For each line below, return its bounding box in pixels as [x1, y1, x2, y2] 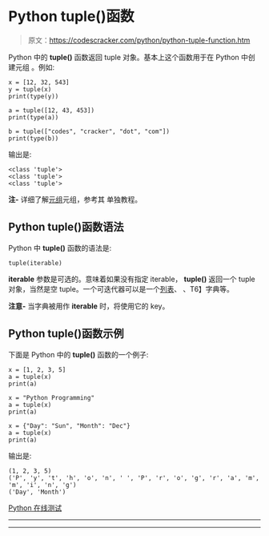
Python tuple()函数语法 [8, 220, 124, 234]
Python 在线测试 [8, 502, 62, 513]
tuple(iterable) [8, 259, 62, 267]
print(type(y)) [8, 92, 59, 100]
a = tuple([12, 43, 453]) [8, 106, 94, 115]
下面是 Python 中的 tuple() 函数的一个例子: [8, 349, 149, 359]
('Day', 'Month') [8, 488, 66, 496]
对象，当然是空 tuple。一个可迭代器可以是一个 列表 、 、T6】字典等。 [8, 284, 235, 293]
